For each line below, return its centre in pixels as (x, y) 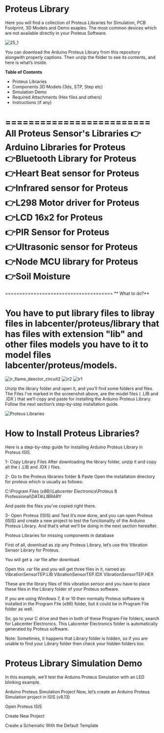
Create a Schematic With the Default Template (52, 725)
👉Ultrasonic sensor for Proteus (71, 247)
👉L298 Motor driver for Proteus (72, 203)
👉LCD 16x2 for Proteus (54, 218)
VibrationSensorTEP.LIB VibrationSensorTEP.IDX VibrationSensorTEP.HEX (80, 574)
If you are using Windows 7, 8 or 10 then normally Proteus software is (75, 598)
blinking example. (23, 682)
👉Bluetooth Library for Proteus (71, 159)
